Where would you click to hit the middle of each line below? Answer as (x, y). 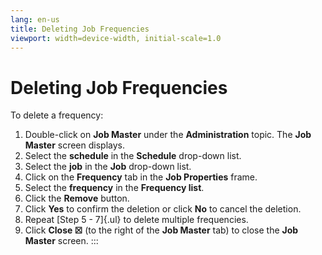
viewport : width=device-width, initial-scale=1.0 (116, 38)
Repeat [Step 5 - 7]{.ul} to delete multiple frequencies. (136, 220)
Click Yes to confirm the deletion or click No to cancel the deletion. (163, 209)
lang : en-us (35, 19)
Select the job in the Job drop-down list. (108, 167)
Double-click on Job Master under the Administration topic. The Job (168, 135)
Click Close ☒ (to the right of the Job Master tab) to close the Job (161, 230)
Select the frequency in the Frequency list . (114, 188)
